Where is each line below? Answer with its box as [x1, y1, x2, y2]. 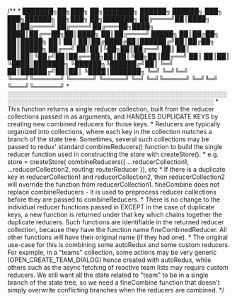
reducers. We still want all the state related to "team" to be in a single [7, 270, 209, 279]
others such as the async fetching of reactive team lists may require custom [7, 263, 229, 271]
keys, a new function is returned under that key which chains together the [7, 210, 223, 219]
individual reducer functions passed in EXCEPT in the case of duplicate [7, 203, 215, 211]
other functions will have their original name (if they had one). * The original [7, 233, 228, 241]
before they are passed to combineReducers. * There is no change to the [7, 195, 221, 204]
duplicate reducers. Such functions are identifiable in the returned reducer [7, 218, 224, 226]
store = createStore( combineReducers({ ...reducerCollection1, [7, 158, 190, 166]
